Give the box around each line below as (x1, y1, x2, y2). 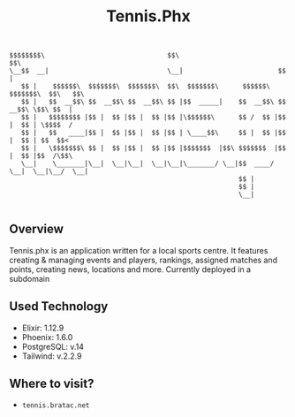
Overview (9, 222, 64, 237)
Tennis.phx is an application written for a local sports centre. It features (9, 245, 269, 255)
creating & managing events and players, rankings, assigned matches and (9, 254, 278, 265)
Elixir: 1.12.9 (21, 322, 64, 333)
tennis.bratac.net (21, 401, 90, 410)
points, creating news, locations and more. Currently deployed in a (9, 263, 252, 275)
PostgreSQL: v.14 (21, 341, 85, 352)
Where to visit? (9, 375, 95, 390)
